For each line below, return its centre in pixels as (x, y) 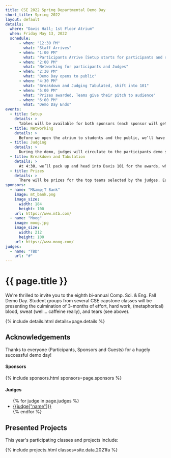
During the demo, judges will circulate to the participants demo (91, 152)
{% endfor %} (27, 412)
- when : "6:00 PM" (38, 100)
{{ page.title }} (37, 281)
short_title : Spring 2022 (33, 15)
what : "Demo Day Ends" (48, 105)
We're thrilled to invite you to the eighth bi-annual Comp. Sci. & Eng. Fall (81, 295)
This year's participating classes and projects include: (62, 440)
